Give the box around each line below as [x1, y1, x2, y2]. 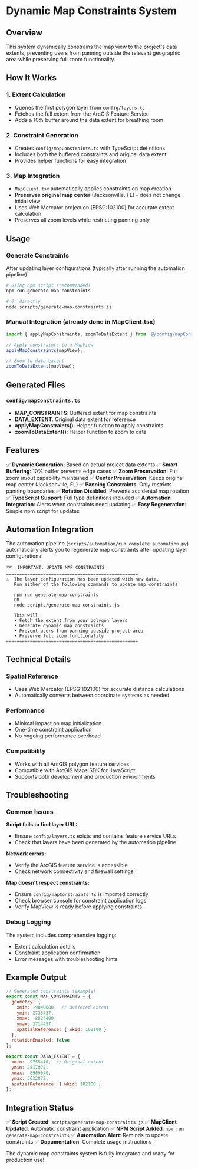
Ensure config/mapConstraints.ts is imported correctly [14, 891, 148, 898]
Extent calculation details [14, 943, 76, 950]
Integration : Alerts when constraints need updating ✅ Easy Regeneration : [6, 500, 187, 508]
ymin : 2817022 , [11, 1064, 49, 1071]
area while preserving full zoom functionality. [6, 56, 116, 62]
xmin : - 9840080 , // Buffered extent [16, 1005, 110, 1010]
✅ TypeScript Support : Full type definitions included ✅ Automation [6, 494, 171, 501]
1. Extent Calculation [6, 90, 66, 98]
